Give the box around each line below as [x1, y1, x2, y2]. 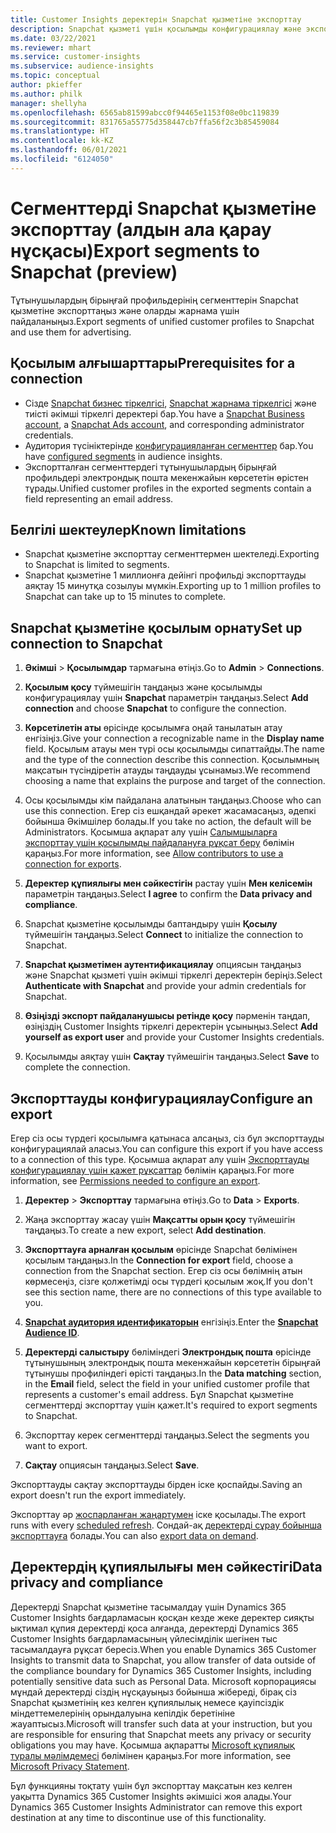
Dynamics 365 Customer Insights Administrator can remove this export [10, 1801, 303, 1813]
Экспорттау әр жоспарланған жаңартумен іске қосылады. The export [10, 1508, 307, 1520]
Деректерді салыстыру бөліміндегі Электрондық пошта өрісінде [24, 1346, 312, 1358]
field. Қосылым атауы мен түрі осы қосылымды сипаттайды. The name [24, 743, 325, 755]
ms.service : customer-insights [10, 52, 141, 62]
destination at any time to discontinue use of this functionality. [10, 1811, 267, 1823]
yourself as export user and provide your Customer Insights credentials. [24, 1031, 325, 1043]
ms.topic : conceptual [10, 71, 101, 81]
